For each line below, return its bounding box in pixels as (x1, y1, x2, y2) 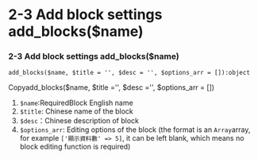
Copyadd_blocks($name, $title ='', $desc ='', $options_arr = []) (8, 83, 215, 92)
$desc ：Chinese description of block (19, 116, 140, 126)
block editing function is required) (19, 142, 131, 152)
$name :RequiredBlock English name (19, 98, 133, 108)
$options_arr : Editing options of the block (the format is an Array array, (19, 125, 251, 134)
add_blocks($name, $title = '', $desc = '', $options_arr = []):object (8, 69, 250, 77)
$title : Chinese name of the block (19, 107, 133, 116)
